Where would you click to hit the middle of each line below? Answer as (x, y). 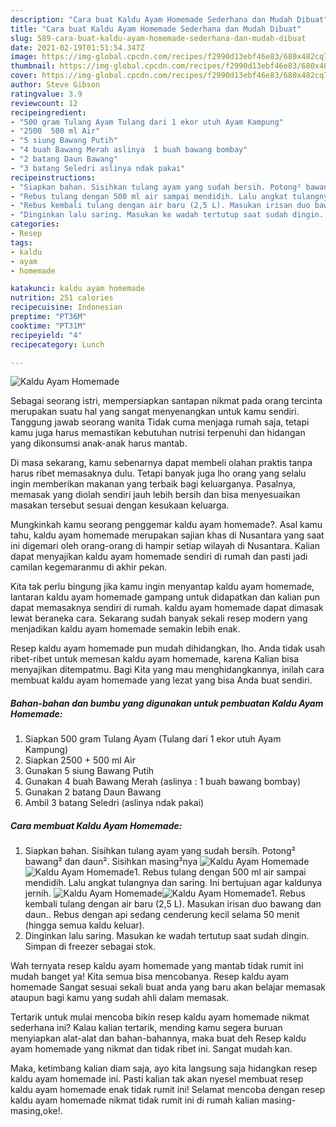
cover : (24, 76)
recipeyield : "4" (46, 335)
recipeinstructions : (53, 177)
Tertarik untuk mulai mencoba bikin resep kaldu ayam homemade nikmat (160, 1017)
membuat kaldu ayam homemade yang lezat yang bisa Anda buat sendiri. (161, 680)
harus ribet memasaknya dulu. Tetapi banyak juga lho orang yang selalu (158, 473)
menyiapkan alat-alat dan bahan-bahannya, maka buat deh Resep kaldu (158, 1038)
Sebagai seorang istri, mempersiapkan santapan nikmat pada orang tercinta (166, 401)
